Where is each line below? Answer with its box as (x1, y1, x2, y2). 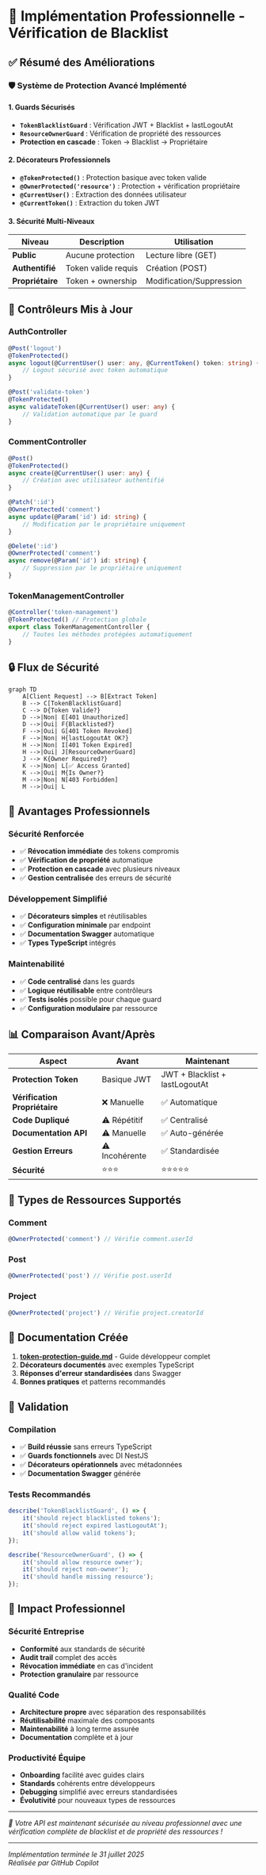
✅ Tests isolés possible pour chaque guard (19, 994, 162, 1004)
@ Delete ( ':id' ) (8, 542, 59, 550)
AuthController (8, 326, 67, 337)
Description (78, 236, 125, 248)
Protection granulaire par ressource (19, 1669, 139, 1679)
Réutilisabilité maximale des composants (19, 1716, 155, 1725)
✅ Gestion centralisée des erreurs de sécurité (19, 873, 172, 883)
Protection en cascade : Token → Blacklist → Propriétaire (19, 136, 208, 146)
